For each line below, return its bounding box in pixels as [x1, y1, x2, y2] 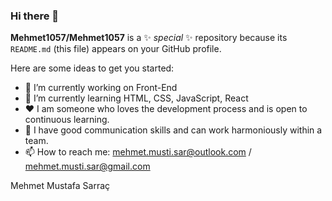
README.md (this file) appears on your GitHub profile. [10, 43, 222, 55]
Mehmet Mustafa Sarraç [10, 180, 111, 192]
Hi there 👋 [10, 9, 60, 23]
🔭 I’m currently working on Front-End [24, 82, 178, 94]
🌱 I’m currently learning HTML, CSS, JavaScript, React [24, 92, 249, 104]
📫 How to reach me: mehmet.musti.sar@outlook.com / [24, 146, 252, 158]
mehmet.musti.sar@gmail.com [24, 160, 151, 173]
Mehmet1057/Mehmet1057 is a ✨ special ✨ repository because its [10, 32, 288, 44]
